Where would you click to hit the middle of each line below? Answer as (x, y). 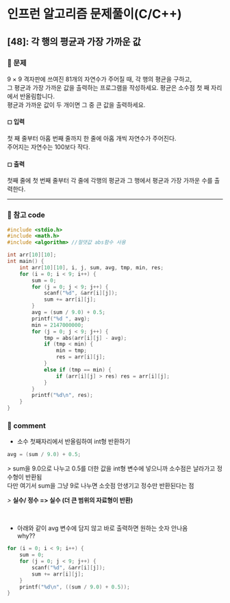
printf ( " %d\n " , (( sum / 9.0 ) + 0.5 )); (75, 587)
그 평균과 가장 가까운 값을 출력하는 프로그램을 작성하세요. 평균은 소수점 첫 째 (108, 87)
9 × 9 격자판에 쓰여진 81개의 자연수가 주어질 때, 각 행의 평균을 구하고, (100, 79)
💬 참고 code (26, 215)
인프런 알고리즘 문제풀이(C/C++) (95, 14)
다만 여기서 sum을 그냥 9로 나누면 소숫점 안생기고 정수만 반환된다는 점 (101, 486)
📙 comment (27, 425)
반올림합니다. (37, 96)
